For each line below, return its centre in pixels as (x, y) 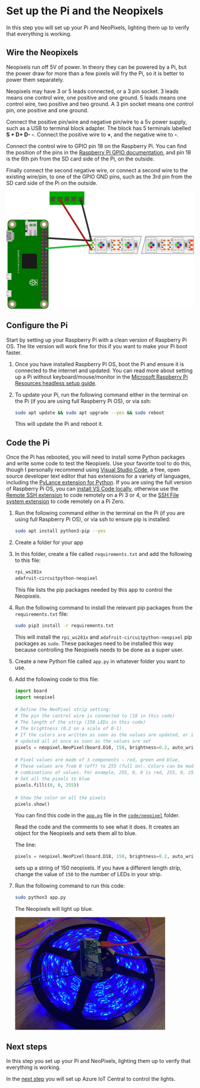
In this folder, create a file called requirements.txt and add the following (103, 554)
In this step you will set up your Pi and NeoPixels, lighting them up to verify (98, 27)
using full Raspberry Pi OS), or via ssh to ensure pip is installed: (93, 520)
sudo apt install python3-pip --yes (60, 531)
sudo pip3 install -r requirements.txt (64, 625)
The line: (26, 845)
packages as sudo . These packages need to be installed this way (94, 643)
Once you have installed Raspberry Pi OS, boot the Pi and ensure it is (99, 364)
